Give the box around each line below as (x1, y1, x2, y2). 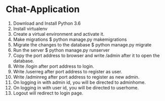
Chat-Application (6, 4, 80, 15)
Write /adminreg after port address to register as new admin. (13, 74, 140, 80)
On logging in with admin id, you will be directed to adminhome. (13, 79, 146, 85)
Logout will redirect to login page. (13, 90, 84, 96)
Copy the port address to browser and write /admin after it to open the (13, 52, 160, 59)
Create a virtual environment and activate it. (13, 31, 105, 37)
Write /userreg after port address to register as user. (13, 68, 122, 74)
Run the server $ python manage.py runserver (13, 47, 110, 53)
